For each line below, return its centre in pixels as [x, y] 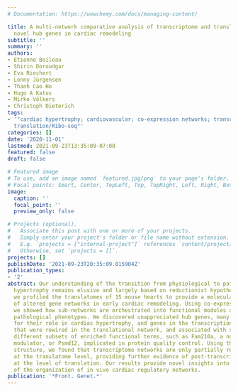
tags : [15, 113]
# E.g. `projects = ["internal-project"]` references [91, 244]
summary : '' [25, 47]
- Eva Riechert [30, 73]
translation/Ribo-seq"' [49, 126]
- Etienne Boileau [34, 60]
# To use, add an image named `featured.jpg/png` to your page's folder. [119, 178]
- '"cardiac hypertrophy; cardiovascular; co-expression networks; [109, 119]
